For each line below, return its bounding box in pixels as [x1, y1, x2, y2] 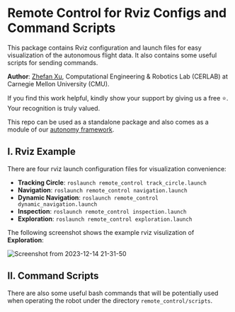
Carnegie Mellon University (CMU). [7, 79, 110, 88]
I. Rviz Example [7, 146, 76, 158]
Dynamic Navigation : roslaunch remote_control [17, 193, 159, 202]
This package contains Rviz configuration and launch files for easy [7, 43, 202, 52]
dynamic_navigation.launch [17, 200, 98, 208]
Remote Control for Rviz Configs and [7, 5, 227, 21]
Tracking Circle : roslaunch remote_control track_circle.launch [17, 178, 207, 187]
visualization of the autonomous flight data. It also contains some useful [7, 51, 217, 59]
